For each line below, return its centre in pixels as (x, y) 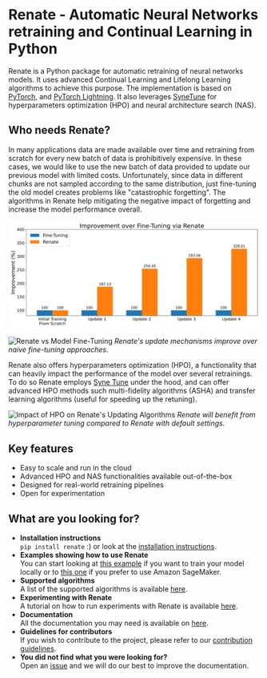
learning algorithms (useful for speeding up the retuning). (103, 399)
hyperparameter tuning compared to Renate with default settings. (117, 423)
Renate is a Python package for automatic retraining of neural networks (126, 71)
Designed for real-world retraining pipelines (92, 485)
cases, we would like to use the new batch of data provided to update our (129, 167)
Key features (41, 448)
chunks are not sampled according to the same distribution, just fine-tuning (133, 184)
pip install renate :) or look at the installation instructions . (118, 546)
